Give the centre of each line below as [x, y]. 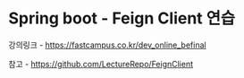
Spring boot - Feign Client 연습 [122, 18]
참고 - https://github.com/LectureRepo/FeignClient [101, 64]
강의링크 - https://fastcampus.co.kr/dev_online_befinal [107, 45]
